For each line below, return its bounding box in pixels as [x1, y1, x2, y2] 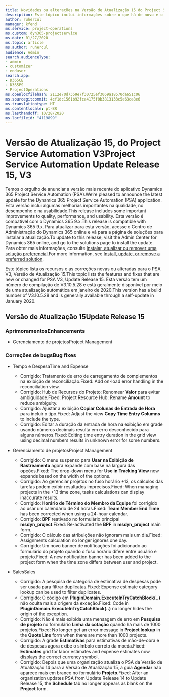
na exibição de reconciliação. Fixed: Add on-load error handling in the [20, 378, 164, 384]
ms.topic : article [5, 40, 44, 45]
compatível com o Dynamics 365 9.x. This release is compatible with [5, 218, 146, 224]
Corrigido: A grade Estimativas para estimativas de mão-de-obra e [20, 637, 159, 643]
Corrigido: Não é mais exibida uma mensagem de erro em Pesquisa [20, 616, 161, 622]
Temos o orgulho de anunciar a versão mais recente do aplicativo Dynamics [5, 186, 162, 192]
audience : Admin [5, 49, 39, 55]
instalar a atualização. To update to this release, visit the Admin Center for [5, 234, 157, 240]
